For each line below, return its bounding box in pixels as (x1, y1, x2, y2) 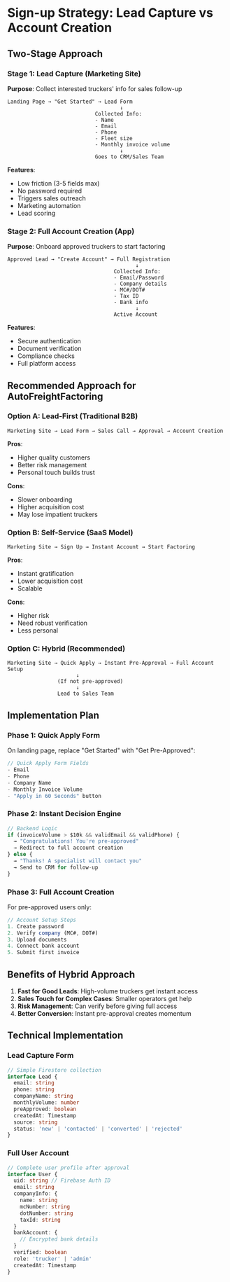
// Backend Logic (7, 825, 58, 832)
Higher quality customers (17, 453, 91, 462)
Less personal (17, 626, 58, 635)
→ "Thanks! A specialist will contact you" (13, 857, 142, 864)
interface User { (7, 1171, 58, 1178)
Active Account (113, 311, 158, 318)
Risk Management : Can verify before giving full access (17, 1002, 178, 1010)
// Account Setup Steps (7, 916, 77, 923)
